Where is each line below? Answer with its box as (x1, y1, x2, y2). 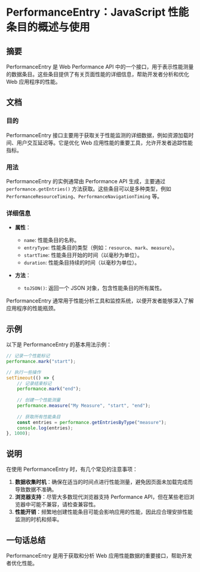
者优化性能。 (6, 559, 38, 567)
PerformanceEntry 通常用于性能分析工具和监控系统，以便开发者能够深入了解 (6, 297, 194, 304)
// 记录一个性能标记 (6, 353, 50, 359)
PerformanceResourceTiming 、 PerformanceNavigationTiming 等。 (6, 192, 163, 199)
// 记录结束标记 (17, 380, 52, 386)
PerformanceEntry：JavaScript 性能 (6, 5, 189, 19)
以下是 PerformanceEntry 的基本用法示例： (6, 341, 112, 348)
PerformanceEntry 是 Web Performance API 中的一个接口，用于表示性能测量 (6, 63, 194, 70)
